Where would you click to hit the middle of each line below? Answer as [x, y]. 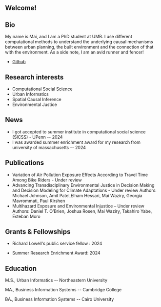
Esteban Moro [26, 216]
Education [21, 269]
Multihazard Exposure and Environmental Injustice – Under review [78, 206]
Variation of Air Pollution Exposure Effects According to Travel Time [80, 175]
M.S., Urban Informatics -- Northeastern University [56, 280]
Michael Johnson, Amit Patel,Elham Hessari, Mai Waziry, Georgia [77, 195]
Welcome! [21, 8]
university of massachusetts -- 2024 [49, 147]
